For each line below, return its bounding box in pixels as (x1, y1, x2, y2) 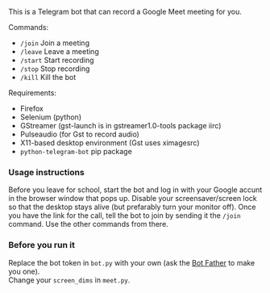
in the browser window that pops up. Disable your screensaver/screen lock (8, 194, 258, 203)
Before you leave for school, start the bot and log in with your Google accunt (8, 185, 263, 195)
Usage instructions (8, 166, 85, 178)
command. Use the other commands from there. (8, 220, 169, 229)
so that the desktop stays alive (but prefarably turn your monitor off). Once (8, 202, 256, 212)
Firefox (19, 104, 44, 113)
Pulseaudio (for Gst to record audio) (19, 129, 139, 139)
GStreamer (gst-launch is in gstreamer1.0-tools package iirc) (19, 121, 222, 130)
